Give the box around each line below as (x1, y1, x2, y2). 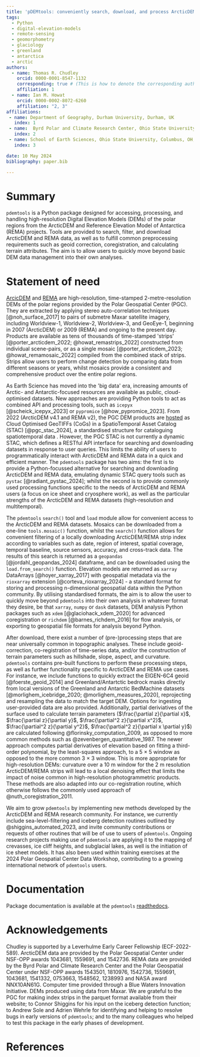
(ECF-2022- (161, 943, 192, 951)
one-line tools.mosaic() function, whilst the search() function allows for (6, 527, 183, 534)
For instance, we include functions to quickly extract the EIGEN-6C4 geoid (6, 672, 189, 679)
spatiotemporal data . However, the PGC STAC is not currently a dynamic (6, 433, 185, 440)
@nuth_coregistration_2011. (6, 793, 73, 800)
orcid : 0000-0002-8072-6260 (17, 97, 86, 103)
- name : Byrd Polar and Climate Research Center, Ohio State (8, 126, 167, 132)
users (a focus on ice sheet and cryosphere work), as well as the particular (6, 490, 190, 497)
